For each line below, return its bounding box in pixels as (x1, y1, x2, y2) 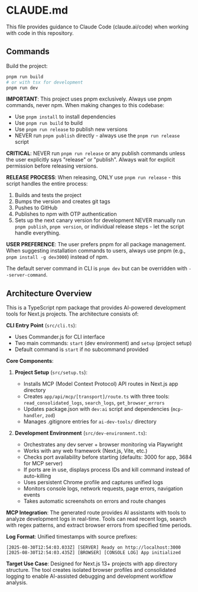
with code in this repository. (6, 29, 74, 36)
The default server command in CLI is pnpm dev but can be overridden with (6, 265, 187, 272)
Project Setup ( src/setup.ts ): (14, 369, 87, 376)
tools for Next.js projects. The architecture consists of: (6, 310, 139, 317)
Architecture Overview (6, 288, 92, 298)
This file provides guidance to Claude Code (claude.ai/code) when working (6, 23, 189, 30)
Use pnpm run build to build (14, 120, 83, 127)
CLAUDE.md (6, 4, 69, 17)
